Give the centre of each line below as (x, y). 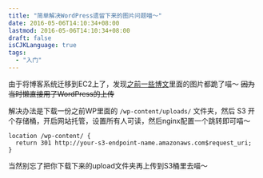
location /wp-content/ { (50, 136)
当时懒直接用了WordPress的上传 (62, 93)
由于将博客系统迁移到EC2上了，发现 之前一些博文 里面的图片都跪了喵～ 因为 (132, 84)
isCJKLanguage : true (43, 45)
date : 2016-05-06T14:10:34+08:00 (64, 23)
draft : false (30, 38)
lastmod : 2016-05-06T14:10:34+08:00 (69, 30)
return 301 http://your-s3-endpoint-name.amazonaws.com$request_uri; (133, 143)
